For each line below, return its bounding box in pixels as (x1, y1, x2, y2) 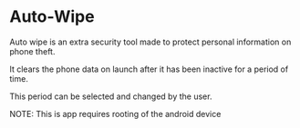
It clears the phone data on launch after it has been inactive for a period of (9, 64, 289, 74)
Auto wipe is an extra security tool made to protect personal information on (9, 36, 292, 47)
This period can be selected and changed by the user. (9, 91, 212, 102)
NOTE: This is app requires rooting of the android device (9, 108, 222, 119)
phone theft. (9, 45, 56, 56)
